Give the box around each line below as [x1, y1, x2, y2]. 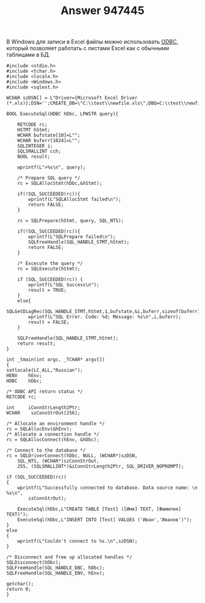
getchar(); [6, 581, 34, 587]
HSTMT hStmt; [17, 127, 51, 133]
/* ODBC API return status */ [6, 389, 84, 395]
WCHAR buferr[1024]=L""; [17, 138, 81, 144]
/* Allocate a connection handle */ [6, 431, 99, 438]
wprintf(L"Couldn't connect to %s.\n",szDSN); [17, 538, 138, 544]
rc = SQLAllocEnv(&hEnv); [6, 426, 72, 432]
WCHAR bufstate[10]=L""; [17, 132, 81, 139]
